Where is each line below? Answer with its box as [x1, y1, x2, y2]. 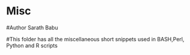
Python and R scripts [6, 42, 58, 49]
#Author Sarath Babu [6, 24, 58, 31]
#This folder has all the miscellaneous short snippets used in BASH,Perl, [6, 35, 185, 42]
